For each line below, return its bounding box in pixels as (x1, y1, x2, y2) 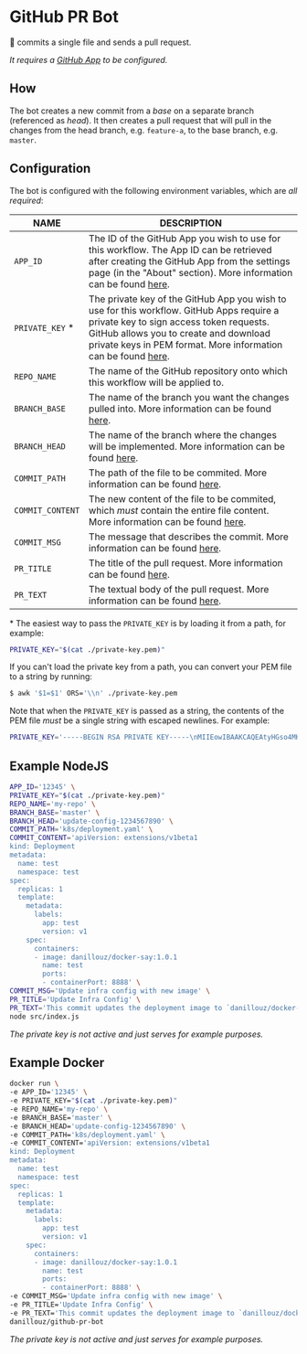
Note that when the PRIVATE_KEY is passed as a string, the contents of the (9, 706, 285, 717)
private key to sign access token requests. (88, 315, 270, 328)
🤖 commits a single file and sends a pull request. (9, 37, 192, 48)
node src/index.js (9, 1012, 79, 1021)
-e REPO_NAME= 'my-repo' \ (9, 1104, 108, 1114)
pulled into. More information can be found (88, 402, 272, 415)
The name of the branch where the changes (88, 428, 277, 441)
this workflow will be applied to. (88, 376, 224, 389)
